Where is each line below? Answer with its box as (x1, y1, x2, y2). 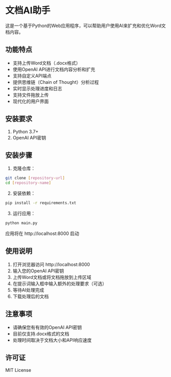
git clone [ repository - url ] (5, 176, 65, 181)
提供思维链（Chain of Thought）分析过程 (12, 79, 99, 85)
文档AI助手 (5, 5, 51, 16)
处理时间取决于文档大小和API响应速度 (12, 337, 92, 343)
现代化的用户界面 (12, 98, 49, 104)
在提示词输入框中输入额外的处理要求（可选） (12, 280, 107, 287)
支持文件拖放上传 (12, 91, 49, 98)
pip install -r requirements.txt (5, 200, 77, 206)
